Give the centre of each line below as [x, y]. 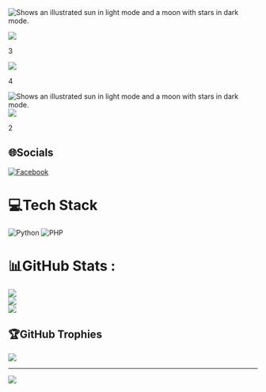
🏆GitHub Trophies [55, 335]
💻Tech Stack [53, 205]
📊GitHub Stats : [62, 266]
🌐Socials [31, 153]
